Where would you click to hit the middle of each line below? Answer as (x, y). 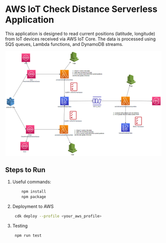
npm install (34, 192)
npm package (34, 197)
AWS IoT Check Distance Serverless (81, 9)
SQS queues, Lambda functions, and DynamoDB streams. (64, 44)
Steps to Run (25, 170)
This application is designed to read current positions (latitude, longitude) (80, 33)
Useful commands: (32, 182)
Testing (20, 226)
